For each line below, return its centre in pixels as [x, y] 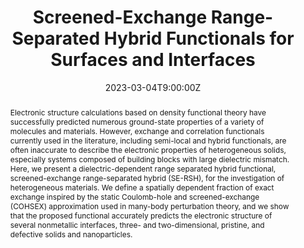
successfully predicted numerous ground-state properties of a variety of [137, 121]
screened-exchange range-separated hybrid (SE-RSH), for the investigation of [147, 177]
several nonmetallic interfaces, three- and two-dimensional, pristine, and [137, 224]
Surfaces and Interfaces [153, 60]
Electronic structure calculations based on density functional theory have [138, 112]
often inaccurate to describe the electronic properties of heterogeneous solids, [148, 149]
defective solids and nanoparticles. [71, 234]
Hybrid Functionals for [199, 38]
